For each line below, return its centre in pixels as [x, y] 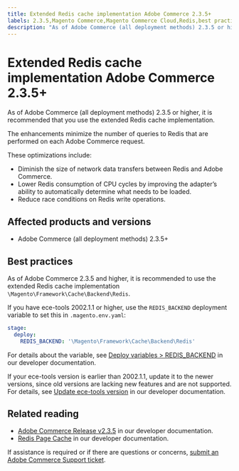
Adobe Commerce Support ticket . [57, 460]
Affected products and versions [79, 222]
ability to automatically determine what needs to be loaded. [105, 192]
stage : [17, 328]
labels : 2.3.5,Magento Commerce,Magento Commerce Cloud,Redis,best [110, 21]
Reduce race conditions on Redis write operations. [91, 200]
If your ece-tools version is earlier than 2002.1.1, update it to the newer [110, 376]
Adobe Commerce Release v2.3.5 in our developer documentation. [115, 431]
